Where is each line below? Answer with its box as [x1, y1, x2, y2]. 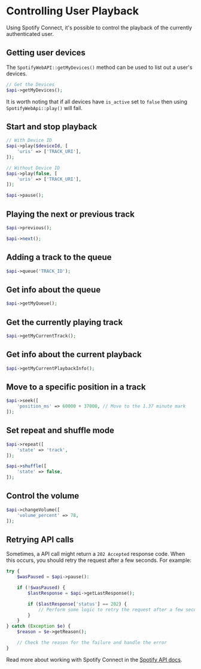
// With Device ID [6, 138, 52, 144]
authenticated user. [6, 30, 54, 37]
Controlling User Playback [6, 4, 139, 18]
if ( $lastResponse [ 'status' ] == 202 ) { [28, 601, 127, 607]
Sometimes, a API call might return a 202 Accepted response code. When [6, 551, 185, 558]
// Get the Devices [6, 81, 55, 87]
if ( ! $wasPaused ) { [17, 585, 66, 591]
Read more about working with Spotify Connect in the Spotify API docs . [6, 656, 182, 663]
